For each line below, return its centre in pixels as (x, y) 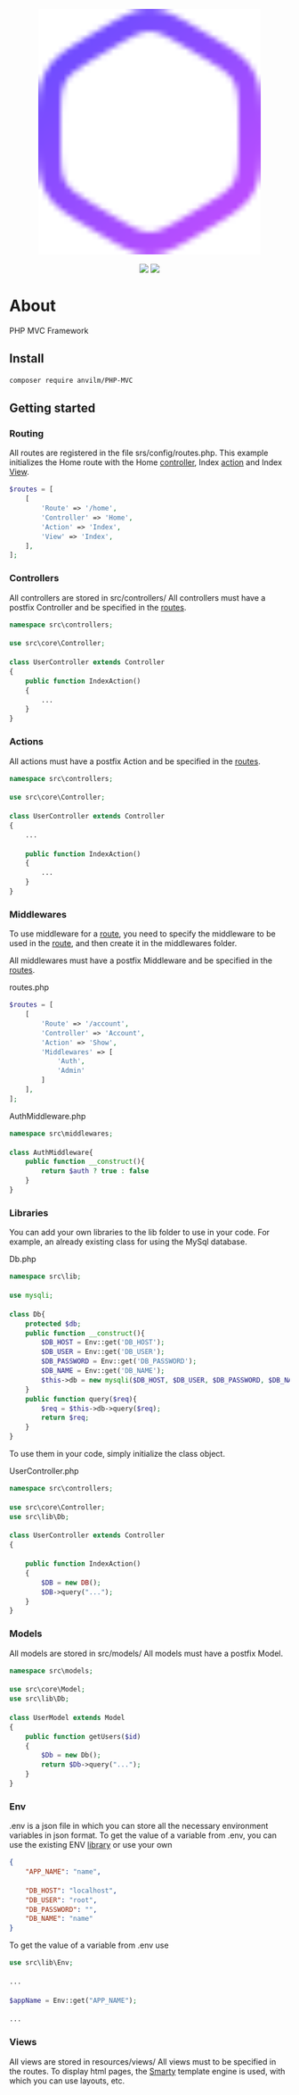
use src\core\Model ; (48, 1690)
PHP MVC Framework (49, 330)
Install (27, 358)
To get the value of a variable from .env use (89, 1945)
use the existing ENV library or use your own (91, 1845)
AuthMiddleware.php (48, 1116)
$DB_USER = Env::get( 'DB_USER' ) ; (103, 1352)
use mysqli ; (31, 1295)
